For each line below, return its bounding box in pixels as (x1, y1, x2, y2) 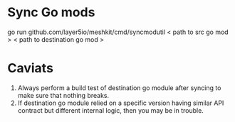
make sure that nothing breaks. (17, 91, 110, 99)
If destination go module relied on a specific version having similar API (17, 99, 224, 107)
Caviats (7, 60, 53, 77)
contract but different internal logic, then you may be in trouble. (17, 106, 204, 114)
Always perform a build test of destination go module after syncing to (17, 83, 221, 92)
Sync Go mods (7, 4, 95, 21)
